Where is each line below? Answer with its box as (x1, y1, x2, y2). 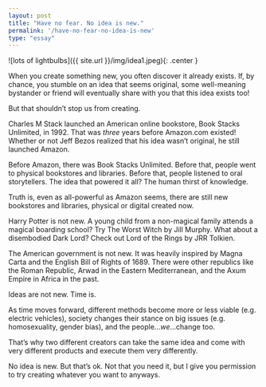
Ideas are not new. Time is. (8, 290, 97, 299)
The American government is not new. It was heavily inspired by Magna (8, 249, 243, 259)
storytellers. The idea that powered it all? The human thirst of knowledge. (8, 177, 248, 187)
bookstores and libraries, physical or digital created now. (8, 201, 194, 211)
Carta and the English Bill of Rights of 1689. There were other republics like (8, 257, 254, 267)
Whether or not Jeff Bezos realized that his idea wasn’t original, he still (8, 136, 241, 146)
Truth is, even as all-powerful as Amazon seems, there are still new (8, 192, 229, 202)
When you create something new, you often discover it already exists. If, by (8, 71, 255, 81)
